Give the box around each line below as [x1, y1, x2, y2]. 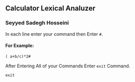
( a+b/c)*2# [5, 53, 31, 59]
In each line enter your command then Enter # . [5, 31, 103, 37]
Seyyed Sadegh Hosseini [5, 19, 69, 26]
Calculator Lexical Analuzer [5, 4, 96, 13]
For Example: [5, 43, 34, 49]
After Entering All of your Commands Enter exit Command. [5, 63, 130, 69]
